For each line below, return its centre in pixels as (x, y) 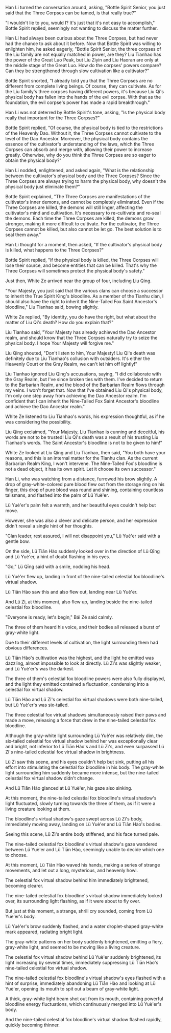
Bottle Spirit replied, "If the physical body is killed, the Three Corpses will (82, 260)
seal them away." (23, 235)
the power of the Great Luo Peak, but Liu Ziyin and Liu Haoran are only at (82, 60)
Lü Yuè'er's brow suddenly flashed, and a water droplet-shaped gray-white (84, 926)
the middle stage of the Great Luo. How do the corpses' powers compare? (83, 65)
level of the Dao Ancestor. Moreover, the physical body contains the (77, 139)
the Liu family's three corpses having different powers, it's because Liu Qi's (85, 91)
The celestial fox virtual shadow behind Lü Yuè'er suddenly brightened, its (83, 957)
